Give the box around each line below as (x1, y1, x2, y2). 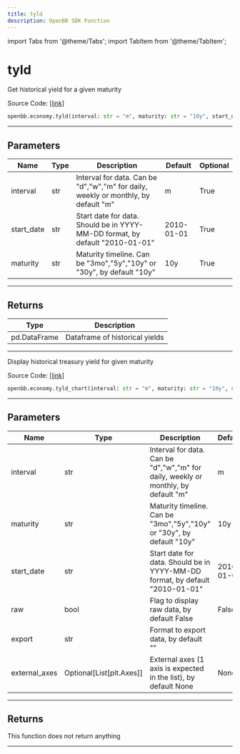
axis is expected (149, 663, 204, 673)
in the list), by (149, 672, 195, 682)
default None (149, 681, 194, 691)
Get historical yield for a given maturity (7, 85, 122, 94)
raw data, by (149, 604, 191, 614)
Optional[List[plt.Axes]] (64, 668, 143, 678)
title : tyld (7, 10, 43, 18)
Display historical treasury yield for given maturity (7, 357, 154, 366)
